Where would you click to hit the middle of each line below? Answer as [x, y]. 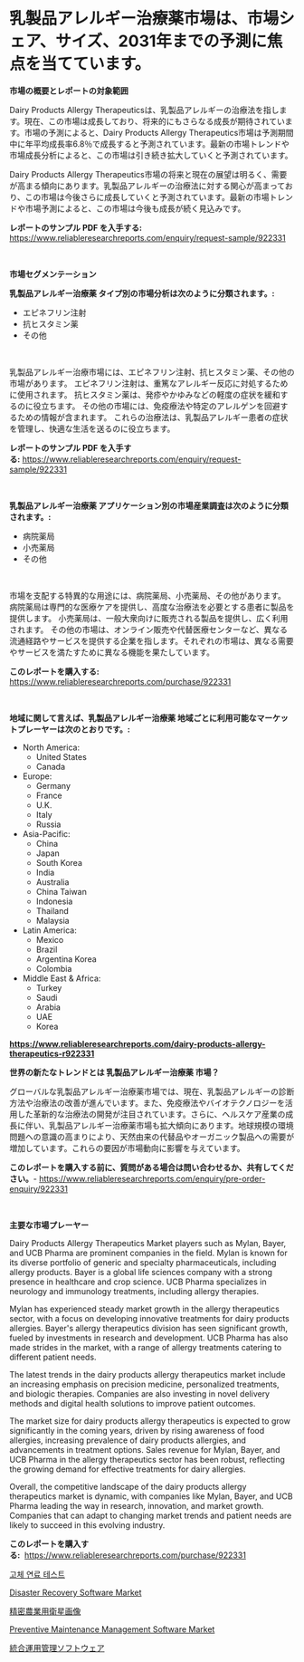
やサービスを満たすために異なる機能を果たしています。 [112, 652]
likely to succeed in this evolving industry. [87, 1525]
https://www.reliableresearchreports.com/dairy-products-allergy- [138, 1043]
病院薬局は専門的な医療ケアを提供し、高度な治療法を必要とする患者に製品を [152, 607]
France [49, 795]
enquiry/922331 [39, 1188]
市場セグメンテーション [53, 274]
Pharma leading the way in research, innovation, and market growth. [137, 1505]
